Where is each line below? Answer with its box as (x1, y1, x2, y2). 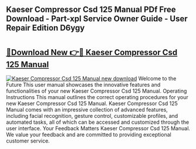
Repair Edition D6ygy (6, 23, 85, 33)
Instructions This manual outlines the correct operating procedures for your (6, 94, 189, 100)
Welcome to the (138, 75, 177, 82)
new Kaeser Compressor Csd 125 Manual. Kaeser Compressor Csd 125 (6, 100, 178, 107)
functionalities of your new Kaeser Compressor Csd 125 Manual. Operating (6, 87, 187, 94)
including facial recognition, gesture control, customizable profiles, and (6, 113, 178, 119)
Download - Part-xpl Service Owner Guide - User (6, 14, 188, 24)
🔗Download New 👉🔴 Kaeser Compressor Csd (6, 47, 178, 57)
